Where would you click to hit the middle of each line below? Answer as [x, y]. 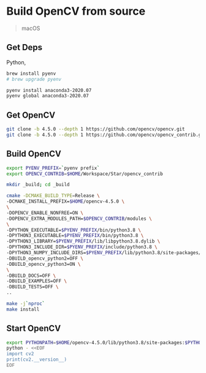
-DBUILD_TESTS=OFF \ [33, 287]
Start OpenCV [34, 329]
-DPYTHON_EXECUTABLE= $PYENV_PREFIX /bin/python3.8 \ [74, 230]
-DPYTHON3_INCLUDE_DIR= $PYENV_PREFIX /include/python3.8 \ [82, 247]
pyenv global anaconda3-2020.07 [48, 96]
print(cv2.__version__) [37, 360]
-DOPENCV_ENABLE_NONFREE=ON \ [45, 213]
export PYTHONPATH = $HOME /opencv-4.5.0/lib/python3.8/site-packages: [96, 342]
